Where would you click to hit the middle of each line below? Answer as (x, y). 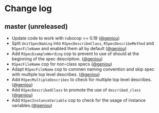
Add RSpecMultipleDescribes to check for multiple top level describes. (82, 79)
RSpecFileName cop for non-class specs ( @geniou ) (62, 64)
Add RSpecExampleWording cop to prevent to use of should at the (75, 54)
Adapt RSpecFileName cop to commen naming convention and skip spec (83, 69)
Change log (28, 9)
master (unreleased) (36, 27)
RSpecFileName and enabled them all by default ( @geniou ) (69, 48)
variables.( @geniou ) (32, 105)
